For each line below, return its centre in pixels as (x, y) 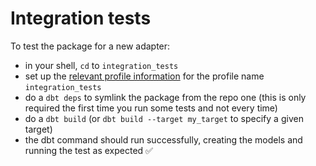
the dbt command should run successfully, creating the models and (163, 139)
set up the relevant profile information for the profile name (144, 76)
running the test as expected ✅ (88, 150)
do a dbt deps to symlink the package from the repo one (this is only (165, 97)
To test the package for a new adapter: (90, 46)
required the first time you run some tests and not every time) (151, 108)
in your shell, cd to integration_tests (101, 65)
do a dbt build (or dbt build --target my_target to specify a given (164, 118)
